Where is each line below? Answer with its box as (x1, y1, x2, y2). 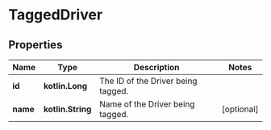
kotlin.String (43, 103, 92, 115)
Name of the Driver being (99, 99, 195, 110)
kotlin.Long (43, 81, 88, 91)
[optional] (221, 103, 259, 115)
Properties (8, 38, 63, 52)
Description (133, 62, 180, 73)
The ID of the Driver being (99, 75, 198, 86)
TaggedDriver (8, 6, 103, 24)
